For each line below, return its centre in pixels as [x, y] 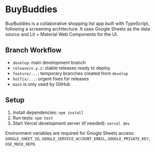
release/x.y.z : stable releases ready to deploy [61, 68]
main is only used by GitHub [42, 84]
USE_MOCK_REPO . [21, 144]
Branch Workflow [33, 50]
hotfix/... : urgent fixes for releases [51, 79]
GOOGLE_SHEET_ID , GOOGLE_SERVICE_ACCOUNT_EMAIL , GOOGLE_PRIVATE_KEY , [78, 138]
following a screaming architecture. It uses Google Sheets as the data [78, 28]
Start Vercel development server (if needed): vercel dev [71, 123]
